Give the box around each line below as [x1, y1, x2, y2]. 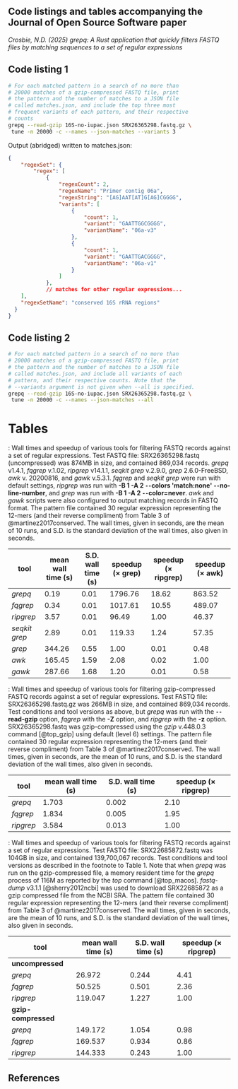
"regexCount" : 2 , [58, 181, 110, 188]
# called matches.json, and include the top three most [8, 102, 176, 109]
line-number [8, 489, 46, 498]
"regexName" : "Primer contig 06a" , [58, 187, 163, 194]
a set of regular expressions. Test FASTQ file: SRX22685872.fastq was [8, 846, 213, 854]
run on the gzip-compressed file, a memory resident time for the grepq [8, 869, 215, 877]
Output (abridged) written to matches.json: [8, 141, 133, 149]
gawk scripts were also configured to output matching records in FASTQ [8, 496, 218, 505]
